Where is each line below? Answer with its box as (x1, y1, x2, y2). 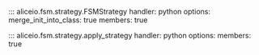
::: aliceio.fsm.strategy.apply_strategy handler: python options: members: (8, 31, 252, 40)
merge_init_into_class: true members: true (8, 15, 148, 25)
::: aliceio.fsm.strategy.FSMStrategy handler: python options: (8, 7, 211, 16)
